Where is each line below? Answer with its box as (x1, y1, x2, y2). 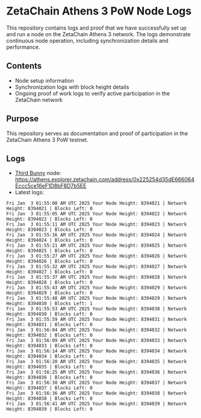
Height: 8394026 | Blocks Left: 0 (6, 258, 93, 265)
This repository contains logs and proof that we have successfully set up (6, 24, 187, 31)
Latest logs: (14, 189, 44, 196)
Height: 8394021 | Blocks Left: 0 (6, 206, 93, 212)
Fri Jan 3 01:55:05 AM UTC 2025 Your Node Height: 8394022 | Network (6, 211, 187, 217)
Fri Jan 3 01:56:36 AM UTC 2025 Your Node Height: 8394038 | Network (6, 390, 187, 396)
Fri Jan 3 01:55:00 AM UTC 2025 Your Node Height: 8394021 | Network (6, 200, 187, 206)
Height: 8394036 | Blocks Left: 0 (6, 375, 93, 381)
